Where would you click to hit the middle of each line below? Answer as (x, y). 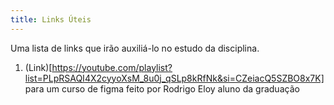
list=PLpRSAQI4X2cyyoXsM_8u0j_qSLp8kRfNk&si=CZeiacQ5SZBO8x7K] (174, 78)
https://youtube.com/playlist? (112, 67)
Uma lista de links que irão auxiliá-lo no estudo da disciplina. (135, 48)
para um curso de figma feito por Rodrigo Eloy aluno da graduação (162, 88)
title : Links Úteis (51, 19)
